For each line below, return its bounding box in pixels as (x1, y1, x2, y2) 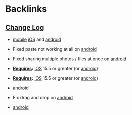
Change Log (5, 23, 44, 32)
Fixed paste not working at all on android (12, 46, 97, 52)
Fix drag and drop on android (12, 95, 73, 100)
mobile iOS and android (12, 36, 61, 42)
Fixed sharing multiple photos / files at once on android (12, 56, 127, 62)
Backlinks (5, 3, 47, 15)
